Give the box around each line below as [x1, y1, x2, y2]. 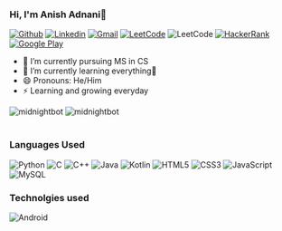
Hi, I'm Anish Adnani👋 [9, 8, 107, 21]
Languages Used [9, 139, 86, 151]
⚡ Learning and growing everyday [22, 85, 149, 96]
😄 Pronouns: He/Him [22, 75, 102, 86]
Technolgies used [9, 191, 89, 204]
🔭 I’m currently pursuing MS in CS [22, 56, 149, 67]
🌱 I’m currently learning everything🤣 [22, 65, 157, 76]
